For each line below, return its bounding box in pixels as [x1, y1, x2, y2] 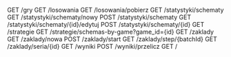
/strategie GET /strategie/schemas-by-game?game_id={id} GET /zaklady [7, 27, 214, 36]
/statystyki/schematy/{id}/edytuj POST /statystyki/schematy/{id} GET [7, 21, 205, 28]
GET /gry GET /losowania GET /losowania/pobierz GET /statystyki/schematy [7, 6, 224, 14]
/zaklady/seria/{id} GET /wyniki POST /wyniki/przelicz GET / [7, 43, 178, 50]
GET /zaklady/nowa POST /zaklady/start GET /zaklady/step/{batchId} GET [7, 35, 217, 43]
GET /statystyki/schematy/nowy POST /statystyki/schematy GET [7, 13, 192, 21]
